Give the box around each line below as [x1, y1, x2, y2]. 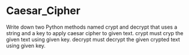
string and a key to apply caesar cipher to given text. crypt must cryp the [6, 29, 184, 36]
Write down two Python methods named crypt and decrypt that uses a [6, 23, 178, 30]
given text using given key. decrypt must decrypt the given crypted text [6, 36, 180, 43]
